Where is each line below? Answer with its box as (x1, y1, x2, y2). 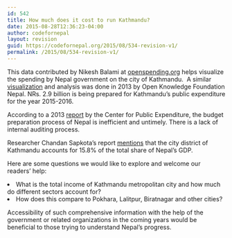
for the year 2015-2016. (7, 97, 74, 105)
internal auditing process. (7, 125, 80, 134)
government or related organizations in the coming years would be (7, 215, 197, 223)
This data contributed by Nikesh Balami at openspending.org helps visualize (7, 67, 224, 76)
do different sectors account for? (7, 187, 102, 196)
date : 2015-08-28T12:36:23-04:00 (7, 23, 104, 30)
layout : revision (7, 36, 57, 43)
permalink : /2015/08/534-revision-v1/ (7, 49, 119, 56)
